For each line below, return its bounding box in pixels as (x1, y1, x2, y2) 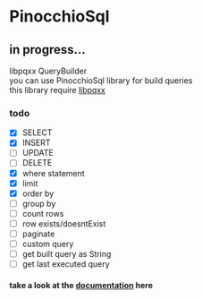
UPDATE (21, 148, 54, 158)
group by (21, 198, 56, 209)
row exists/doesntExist (21, 218, 106, 229)
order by (21, 188, 55, 199)
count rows (21, 208, 64, 218)
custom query (21, 238, 74, 249)
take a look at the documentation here (9, 279, 154, 290)
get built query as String (21, 249, 112, 260)
